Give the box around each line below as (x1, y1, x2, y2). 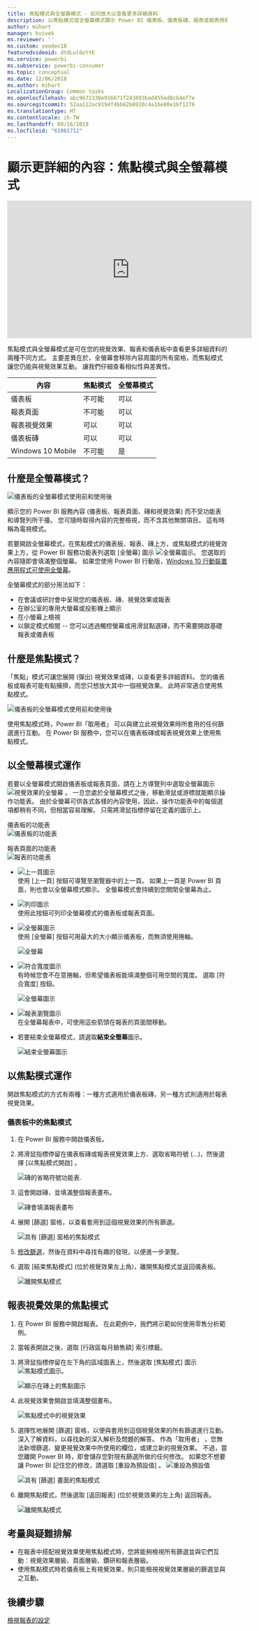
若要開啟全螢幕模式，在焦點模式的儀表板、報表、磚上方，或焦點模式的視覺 (7, 539, 221, 548)
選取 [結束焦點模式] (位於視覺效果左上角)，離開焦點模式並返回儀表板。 (17, 1262, 220, 1271)
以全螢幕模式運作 (7, 759, 81, 772)
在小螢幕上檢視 (17, 613, 61, 622)
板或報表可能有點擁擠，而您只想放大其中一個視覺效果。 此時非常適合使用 (7, 681, 217, 689)
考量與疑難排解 (7, 1528, 72, 1540)
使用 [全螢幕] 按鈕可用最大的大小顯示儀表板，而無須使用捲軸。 (17, 932, 197, 940)
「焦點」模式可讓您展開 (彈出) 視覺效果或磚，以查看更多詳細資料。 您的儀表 (7, 672, 225, 681)
